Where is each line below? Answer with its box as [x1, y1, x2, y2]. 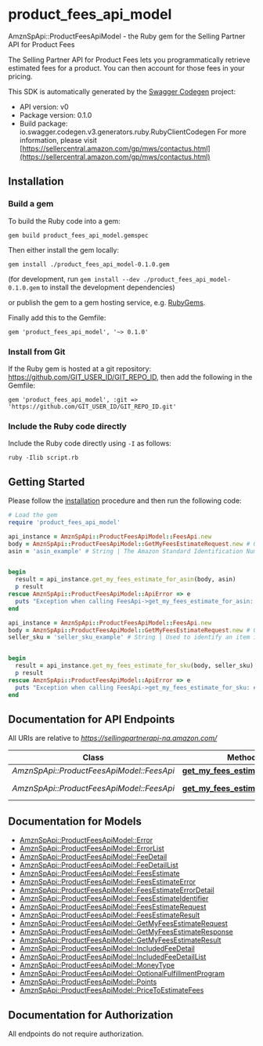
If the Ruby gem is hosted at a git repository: [8, 363, 151, 374]
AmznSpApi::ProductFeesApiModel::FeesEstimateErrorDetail [19, 885, 214, 895]
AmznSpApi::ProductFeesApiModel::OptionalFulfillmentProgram [19, 969, 225, 979]
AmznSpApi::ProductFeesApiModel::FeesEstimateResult [19, 910, 200, 920]
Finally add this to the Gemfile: [8, 312, 106, 323]
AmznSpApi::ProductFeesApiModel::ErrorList [19, 844, 164, 853]
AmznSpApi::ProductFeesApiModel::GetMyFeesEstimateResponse [19, 928, 233, 937]
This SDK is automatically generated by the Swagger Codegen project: [8, 86, 236, 96]
